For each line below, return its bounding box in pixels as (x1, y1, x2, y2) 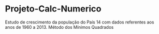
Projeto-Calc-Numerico (5, 3, 101, 14)
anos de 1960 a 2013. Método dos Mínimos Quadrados (5, 24, 114, 30)
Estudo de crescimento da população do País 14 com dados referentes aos (5, 19, 155, 25)
